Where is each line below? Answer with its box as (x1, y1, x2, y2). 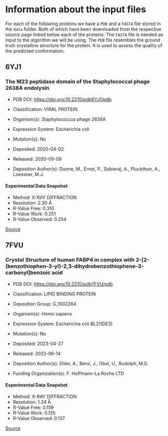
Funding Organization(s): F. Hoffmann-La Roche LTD (12, 370, 124, 376)
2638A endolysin (5, 85, 50, 92)
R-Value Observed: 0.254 (12, 216, 67, 222)
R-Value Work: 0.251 (12, 210, 56, 216)
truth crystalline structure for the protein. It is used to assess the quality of (5, 42, 163, 48)
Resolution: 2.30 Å (12, 200, 52, 206)
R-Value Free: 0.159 (12, 404, 54, 410)
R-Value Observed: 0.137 (12, 415, 65, 421)
